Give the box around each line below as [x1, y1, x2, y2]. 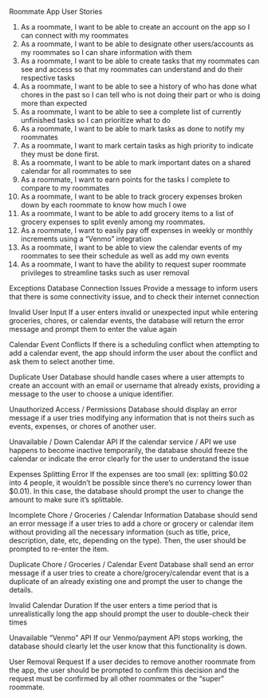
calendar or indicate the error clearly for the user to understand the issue [9, 454, 250, 463]
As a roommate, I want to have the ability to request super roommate [20, 259, 246, 269]
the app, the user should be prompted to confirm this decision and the [9, 665, 240, 675]
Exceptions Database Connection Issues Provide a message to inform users [9, 283, 258, 293]
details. [9, 586, 33, 594]
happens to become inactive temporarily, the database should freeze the [9, 446, 248, 455]
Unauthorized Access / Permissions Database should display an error [9, 404, 238, 414]
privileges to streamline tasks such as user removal [20, 268, 190, 278]
